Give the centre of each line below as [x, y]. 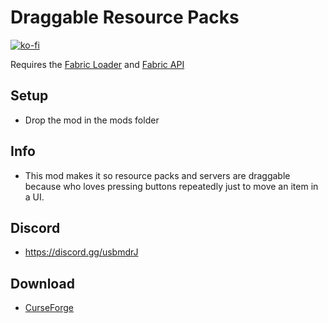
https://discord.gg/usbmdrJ [81, 252]
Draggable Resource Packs [125, 17]
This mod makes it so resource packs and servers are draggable [157, 175]
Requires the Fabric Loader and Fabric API [97, 64]
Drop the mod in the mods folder [92, 120]
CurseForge [49, 308]
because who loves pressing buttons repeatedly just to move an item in [171, 186]
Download [42, 283]
